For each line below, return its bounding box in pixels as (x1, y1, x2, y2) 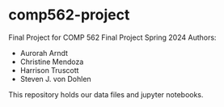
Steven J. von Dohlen (19, 74, 91, 83)
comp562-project (8, 6, 130, 24)
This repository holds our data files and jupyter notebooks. (8, 89, 204, 99)
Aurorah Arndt (19, 48, 69, 58)
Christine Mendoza (19, 57, 84, 66)
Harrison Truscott (19, 65, 79, 75)
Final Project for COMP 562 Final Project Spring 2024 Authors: (8, 32, 217, 42)
